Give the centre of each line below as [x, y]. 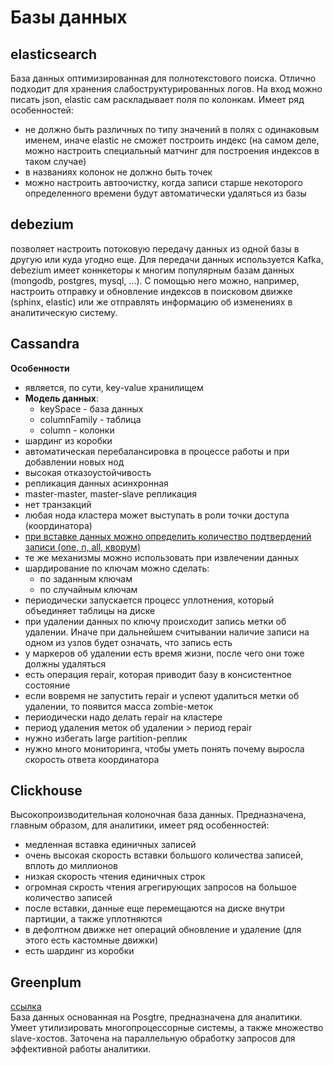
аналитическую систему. [64, 312]
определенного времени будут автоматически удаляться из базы [165, 193]
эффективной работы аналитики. [81, 1049]
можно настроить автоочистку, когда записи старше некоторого [163, 182]
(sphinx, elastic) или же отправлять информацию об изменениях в [151, 302]
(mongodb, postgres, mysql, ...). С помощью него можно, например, [155, 280]
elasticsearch [54, 54]
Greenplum [46, 982]
